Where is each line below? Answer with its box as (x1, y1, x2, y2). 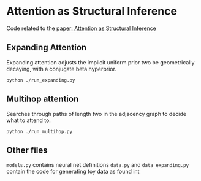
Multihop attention (6, 94, 79, 104)
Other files (6, 145, 48, 155)
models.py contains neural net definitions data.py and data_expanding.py (6, 161, 189, 169)
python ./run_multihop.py (6, 128, 72, 134)
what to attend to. (6, 117, 51, 124)
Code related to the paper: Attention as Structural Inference (6, 25, 156, 32)
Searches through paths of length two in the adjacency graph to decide (6, 110, 187, 117)
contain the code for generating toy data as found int (6, 168, 140, 175)
